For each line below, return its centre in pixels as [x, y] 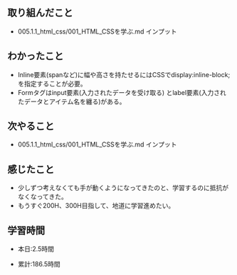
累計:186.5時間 [39, 264]
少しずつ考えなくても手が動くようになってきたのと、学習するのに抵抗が [123, 188]
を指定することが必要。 [52, 84]
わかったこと [36, 56]
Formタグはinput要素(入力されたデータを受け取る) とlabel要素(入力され [122, 92]
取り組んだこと [40, 13]
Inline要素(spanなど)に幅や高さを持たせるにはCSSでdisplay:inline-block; [124, 74]
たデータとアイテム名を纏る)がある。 [72, 101]
